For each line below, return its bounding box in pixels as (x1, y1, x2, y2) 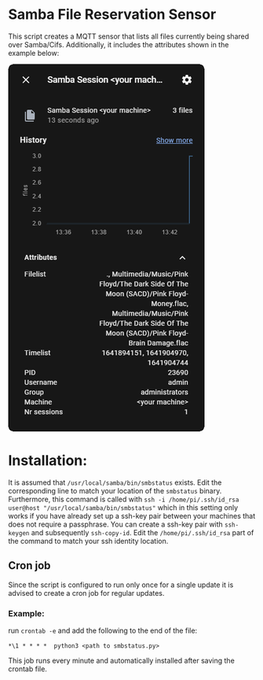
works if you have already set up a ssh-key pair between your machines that (8, 511, 256, 520)
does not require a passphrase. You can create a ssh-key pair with (8, 519, 224, 529)
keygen (8, 529, 30, 537)
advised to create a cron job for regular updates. (8, 588, 165, 597)
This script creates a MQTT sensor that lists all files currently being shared (8, 31, 250, 41)
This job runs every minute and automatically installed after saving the (8, 656, 236, 665)
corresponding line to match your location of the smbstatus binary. (8, 486, 222, 495)
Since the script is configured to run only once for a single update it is (8, 580, 234, 589)
